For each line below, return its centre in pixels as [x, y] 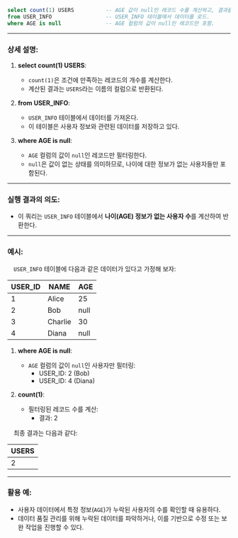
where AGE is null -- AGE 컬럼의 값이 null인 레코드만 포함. [111, 23]
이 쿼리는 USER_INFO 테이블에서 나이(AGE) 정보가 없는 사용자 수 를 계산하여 [119, 217]
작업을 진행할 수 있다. [55, 527]
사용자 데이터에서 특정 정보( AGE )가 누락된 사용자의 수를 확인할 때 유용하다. [119, 509]
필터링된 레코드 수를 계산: [63, 409]
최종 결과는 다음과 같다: [46, 433]
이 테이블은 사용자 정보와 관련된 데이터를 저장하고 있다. [104, 126]
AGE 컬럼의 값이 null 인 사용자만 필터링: [82, 365]
